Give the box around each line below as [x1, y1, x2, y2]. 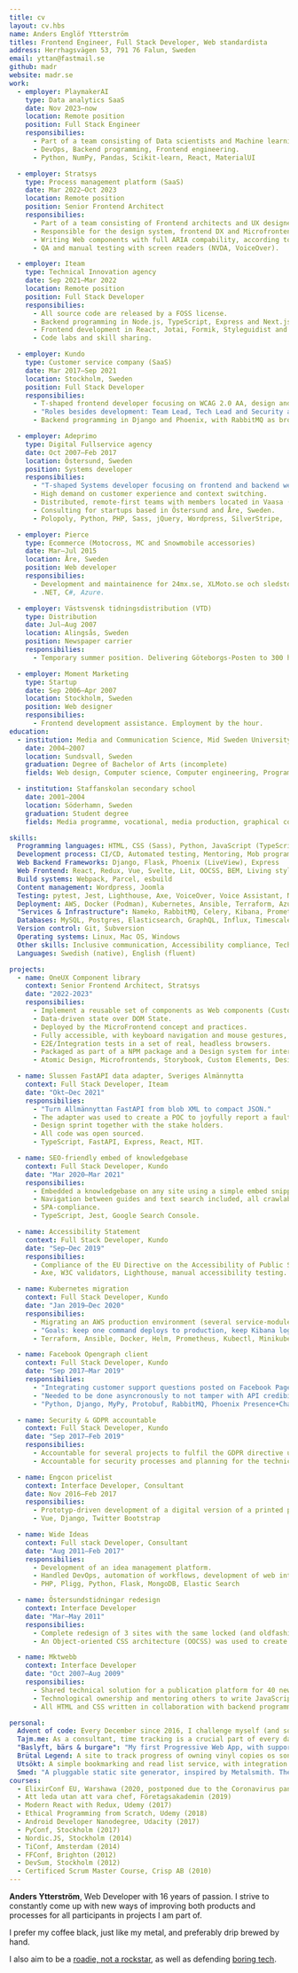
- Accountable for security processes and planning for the [32, 1457, 260, 1466]
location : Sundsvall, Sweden [25, 751, 133, 761]
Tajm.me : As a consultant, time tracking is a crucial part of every [17, 1735, 279, 1744]
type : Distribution [25, 612, 98, 621]
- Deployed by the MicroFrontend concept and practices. [32, 1022, 248, 1032]
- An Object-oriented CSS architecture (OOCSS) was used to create [32, 1637, 288, 1646]
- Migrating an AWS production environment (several [32, 1317, 232, 1326]
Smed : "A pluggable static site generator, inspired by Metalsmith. [17, 1767, 276, 1777]
